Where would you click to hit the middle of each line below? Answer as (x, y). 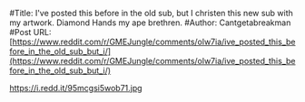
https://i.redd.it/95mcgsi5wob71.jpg (76, 88)
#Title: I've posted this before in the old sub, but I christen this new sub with (151, 13)
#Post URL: (30, 32)
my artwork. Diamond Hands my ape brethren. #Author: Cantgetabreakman (150, 23)
